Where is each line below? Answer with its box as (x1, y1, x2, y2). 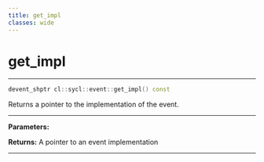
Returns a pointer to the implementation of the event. (8, 99, 179, 110)
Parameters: (8, 122, 49, 131)
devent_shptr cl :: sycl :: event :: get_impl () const (8, 85, 170, 94)
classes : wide (8, 19, 55, 27)
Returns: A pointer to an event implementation (8, 138, 159, 147)
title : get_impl (8, 11, 61, 20)
